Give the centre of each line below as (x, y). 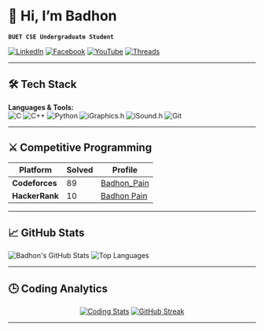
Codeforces (35, 183)
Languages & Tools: (41, 107)
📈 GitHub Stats (46, 233)
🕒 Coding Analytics (58, 288)
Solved (80, 169)
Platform (36, 169)
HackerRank (35, 195)
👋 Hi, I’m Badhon (63, 16)
